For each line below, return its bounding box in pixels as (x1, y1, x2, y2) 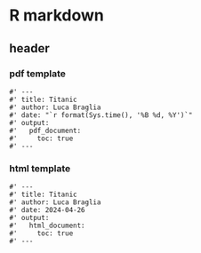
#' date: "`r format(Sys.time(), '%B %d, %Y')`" (9, 110, 193, 120)
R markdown (9, 5, 104, 26)
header (9, 41, 51, 56)
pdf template (9, 67, 67, 80)
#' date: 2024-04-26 (9, 206, 86, 215)
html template (9, 162, 71, 174)
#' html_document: (9, 221, 86, 231)
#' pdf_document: (9, 126, 82, 135)
